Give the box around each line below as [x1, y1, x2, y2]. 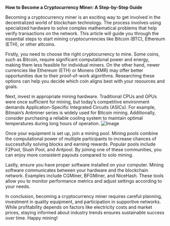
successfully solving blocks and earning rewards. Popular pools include [5, 141, 156, 147]
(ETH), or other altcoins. [5, 41, 56, 47]
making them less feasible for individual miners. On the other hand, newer [5, 62, 160, 68]
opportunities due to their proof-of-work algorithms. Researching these [5, 73, 155, 78]
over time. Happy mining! [5, 215, 58, 221]
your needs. [5, 183, 31, 189]
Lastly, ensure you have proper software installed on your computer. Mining [5, 162, 164, 167]
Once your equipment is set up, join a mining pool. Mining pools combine [5, 130, 158, 136]
